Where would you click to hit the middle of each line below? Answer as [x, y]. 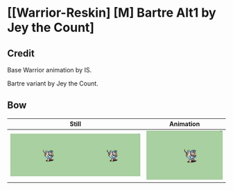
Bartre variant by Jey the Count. [53, 84]
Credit [21, 53]
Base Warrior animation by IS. [50, 70]
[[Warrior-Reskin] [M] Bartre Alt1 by [112, 13]
